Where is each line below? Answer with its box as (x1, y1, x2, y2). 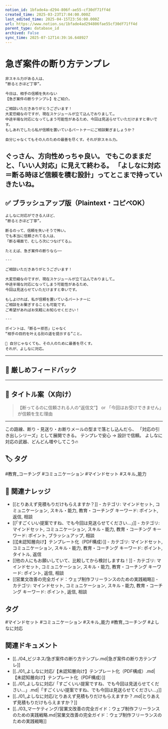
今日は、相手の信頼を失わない (5, 91, 57, 96)
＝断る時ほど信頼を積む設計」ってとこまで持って (5, 171, 156, 179)
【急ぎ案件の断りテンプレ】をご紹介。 (5, 96, 72, 102)
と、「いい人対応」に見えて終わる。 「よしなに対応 (5, 161, 161, 170)
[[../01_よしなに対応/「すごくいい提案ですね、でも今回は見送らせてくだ (12, 680, 159, 686)
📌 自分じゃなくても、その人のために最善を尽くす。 (5, 341, 95, 346)
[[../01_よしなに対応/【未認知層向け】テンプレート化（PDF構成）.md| (12, 668, 155, 674)
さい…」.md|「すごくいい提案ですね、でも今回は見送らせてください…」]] (12, 686, 162, 693)
